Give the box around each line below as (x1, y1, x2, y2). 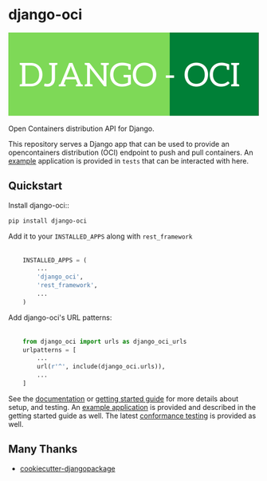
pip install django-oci (8, 217, 88, 225)
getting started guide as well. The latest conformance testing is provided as (8, 411, 257, 420)
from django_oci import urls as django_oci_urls (22, 337, 187, 345)
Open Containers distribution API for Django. (8, 124, 155, 133)
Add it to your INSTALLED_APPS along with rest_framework (8, 231, 193, 241)
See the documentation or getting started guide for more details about (8, 393, 239, 404)
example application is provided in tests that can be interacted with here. (8, 156, 249, 165)
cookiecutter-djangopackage (19, 463, 116, 473)
